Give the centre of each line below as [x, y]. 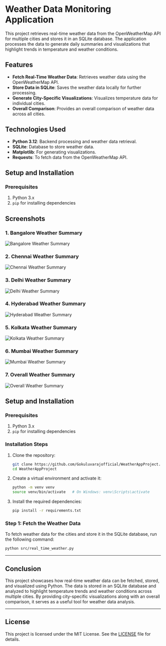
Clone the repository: [34, 455]
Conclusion [23, 569]
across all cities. [29, 114]
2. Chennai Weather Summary [42, 256]
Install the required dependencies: [47, 502]
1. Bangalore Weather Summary [44, 233]
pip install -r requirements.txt [47, 511]
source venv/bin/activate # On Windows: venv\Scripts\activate [81, 492]
